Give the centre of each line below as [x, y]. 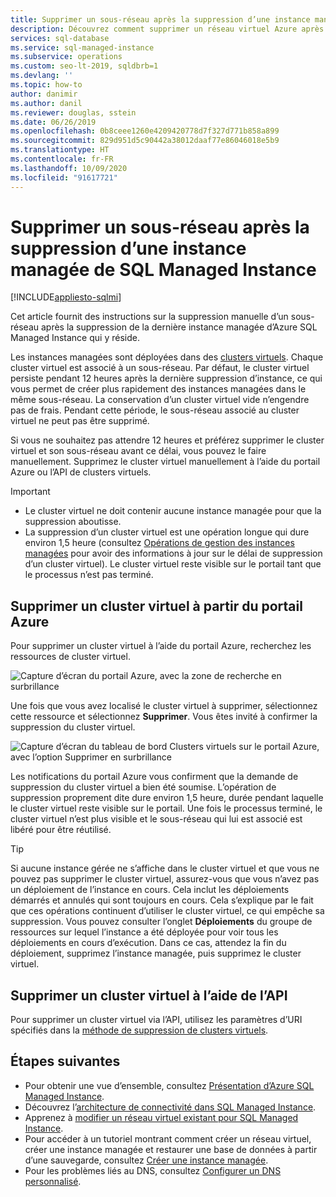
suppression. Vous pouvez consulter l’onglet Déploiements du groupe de [161, 922]
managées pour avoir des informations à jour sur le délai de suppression [173, 553]
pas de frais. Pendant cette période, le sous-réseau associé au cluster [155, 410]
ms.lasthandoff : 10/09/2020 [69, 168]
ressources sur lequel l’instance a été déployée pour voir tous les [144, 932]
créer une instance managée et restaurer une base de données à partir [171, 1149]
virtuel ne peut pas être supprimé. [80, 421]
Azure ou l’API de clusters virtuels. [81, 472]
